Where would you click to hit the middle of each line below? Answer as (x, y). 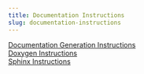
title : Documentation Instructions (66, 15)
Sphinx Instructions (39, 61)
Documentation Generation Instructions (72, 44)
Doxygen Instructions (42, 53)
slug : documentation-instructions (65, 23)
